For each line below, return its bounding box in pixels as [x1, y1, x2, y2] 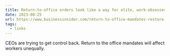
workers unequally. [5, 45, 45, 51]
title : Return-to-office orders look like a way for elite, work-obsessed [5, 7, 166, 13]
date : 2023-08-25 [5, 12, 42, 17]
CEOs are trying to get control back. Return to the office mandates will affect [5, 40, 165, 46]
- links [10, 26, 26, 31]
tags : [5, 21, 17, 27]
